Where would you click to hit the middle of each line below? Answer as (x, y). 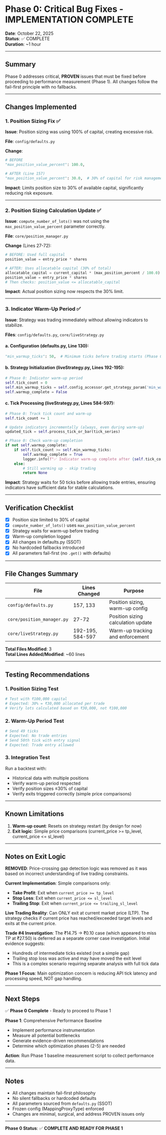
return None (35, 473)
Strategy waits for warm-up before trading (55, 531)
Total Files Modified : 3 (28, 649)
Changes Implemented (41, 107)
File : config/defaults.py (30, 142)
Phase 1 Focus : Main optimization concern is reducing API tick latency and (81, 973)
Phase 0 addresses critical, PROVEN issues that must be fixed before (76, 76)
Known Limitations (35, 814)
